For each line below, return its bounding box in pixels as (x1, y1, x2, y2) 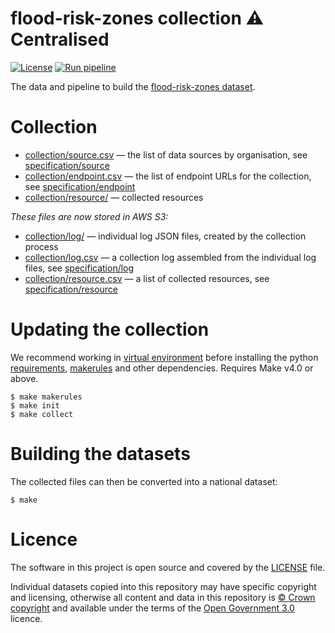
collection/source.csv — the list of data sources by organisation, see (24, 148, 308, 161)
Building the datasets (10, 443, 191, 465)
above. (10, 372, 39, 384)
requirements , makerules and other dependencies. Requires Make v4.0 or (10, 362, 314, 374)
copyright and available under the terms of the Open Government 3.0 (10, 602, 295, 614)
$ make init (10, 400, 60, 411)
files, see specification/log (24, 262, 135, 274)
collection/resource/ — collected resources (24, 191, 204, 203)
